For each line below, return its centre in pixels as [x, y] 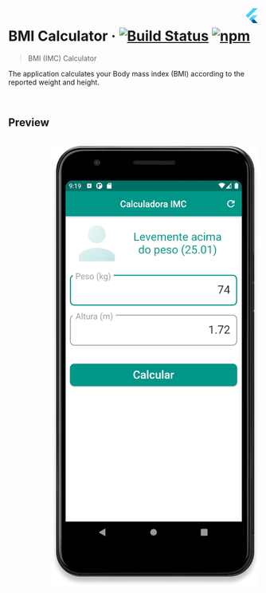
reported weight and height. [54, 82]
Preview [29, 123]
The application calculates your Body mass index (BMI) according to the [127, 73]
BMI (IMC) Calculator [62, 58]
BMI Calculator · [62, 36]
